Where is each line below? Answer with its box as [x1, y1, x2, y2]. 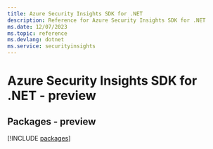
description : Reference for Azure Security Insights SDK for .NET [7, 17, 206, 24]
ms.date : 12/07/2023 [7, 23, 68, 30]
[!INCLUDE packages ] [7, 134, 71, 142]
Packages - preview [7, 115, 96, 127]
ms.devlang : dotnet [7, 36, 65, 43]
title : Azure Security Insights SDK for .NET [7, 10, 143, 17]
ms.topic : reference [7, 29, 68, 37]
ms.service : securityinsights [7, 43, 96, 50]
